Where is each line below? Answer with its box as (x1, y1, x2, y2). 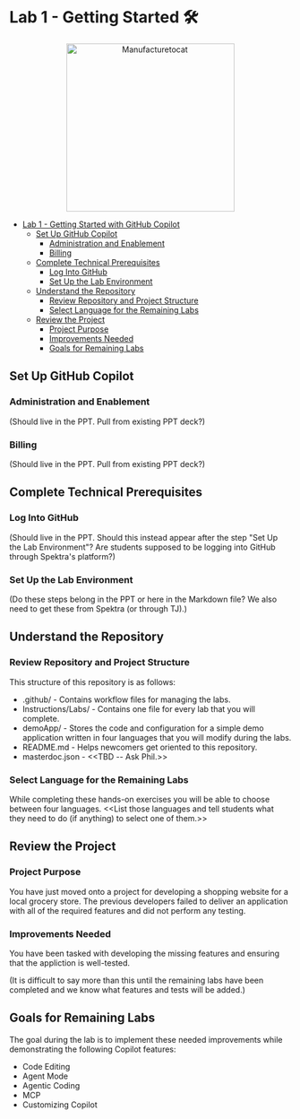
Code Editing (21, 1061, 71, 1071)
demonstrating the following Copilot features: (9, 1044, 176, 1054)
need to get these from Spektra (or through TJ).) (9, 603, 188, 614)
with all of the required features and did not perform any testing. (9, 905, 246, 915)
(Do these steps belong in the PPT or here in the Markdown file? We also (9, 594, 278, 604)
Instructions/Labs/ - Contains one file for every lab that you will (21, 703, 255, 714)
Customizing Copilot (21, 1099, 99, 1110)
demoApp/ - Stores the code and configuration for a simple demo (21, 723, 264, 733)
